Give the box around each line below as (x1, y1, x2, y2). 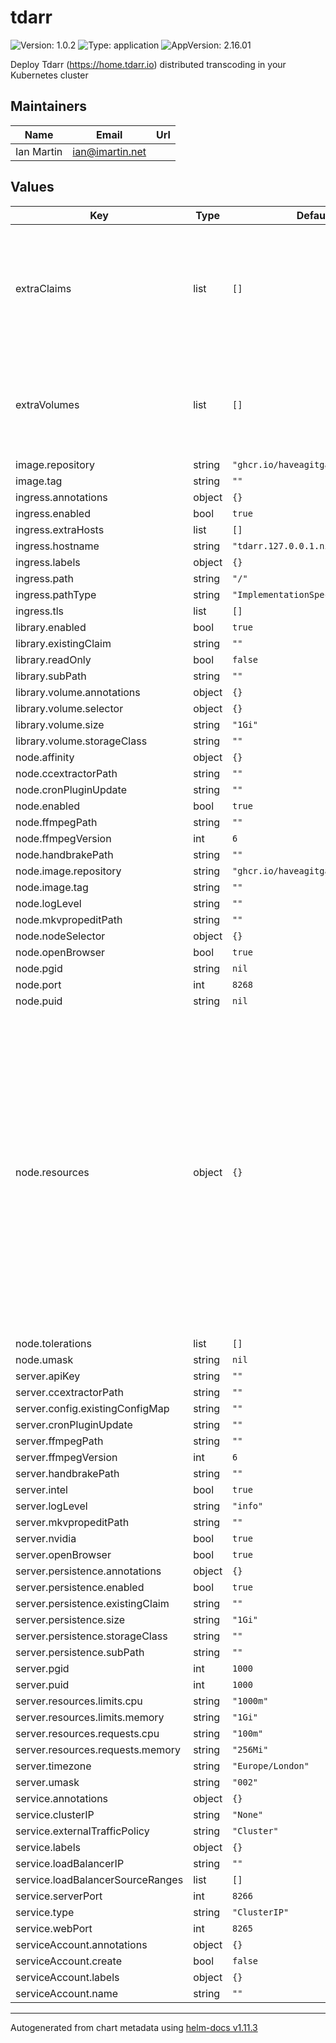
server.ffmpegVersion (15, 1450, 118, 1464)
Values (10, 179, 55, 196)
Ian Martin (15, 144, 63, 158)
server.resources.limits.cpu (15, 1694, 143, 1708)
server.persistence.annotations (15, 1564, 162, 1578)
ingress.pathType (15, 587, 97, 601)
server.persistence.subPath (15, 1645, 145, 1659)
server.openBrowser (15, 1547, 112, 1561)
